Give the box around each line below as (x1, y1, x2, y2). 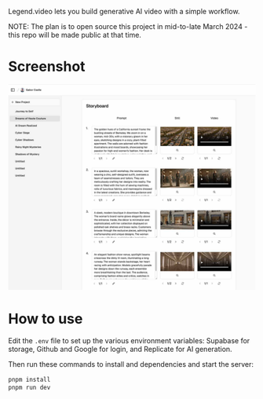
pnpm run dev (8, 384, 51, 392)
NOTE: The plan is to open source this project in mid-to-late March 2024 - (8, 22, 248, 31)
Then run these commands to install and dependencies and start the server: (8, 360, 254, 369)
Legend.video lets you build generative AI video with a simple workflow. (8, 7, 240, 16)
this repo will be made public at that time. (8, 31, 141, 39)
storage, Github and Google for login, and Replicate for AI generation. (8, 345, 233, 354)
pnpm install (8, 376, 51, 384)
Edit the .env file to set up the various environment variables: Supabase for (8, 336, 250, 346)
